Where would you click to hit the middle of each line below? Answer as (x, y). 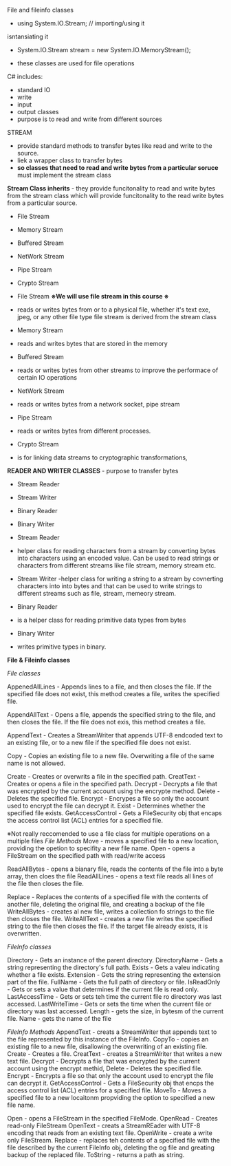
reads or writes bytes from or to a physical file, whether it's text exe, (114, 310)
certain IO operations (47, 377)
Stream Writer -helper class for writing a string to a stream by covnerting (120, 579)
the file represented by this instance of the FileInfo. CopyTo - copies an (108, 1039)
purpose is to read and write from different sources (90, 119)
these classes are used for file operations (76, 63)
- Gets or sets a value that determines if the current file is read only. (103, 989)
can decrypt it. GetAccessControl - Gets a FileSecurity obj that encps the (111, 1083)
